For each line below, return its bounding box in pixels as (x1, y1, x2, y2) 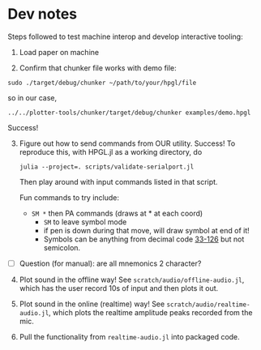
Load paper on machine (19, 47, 99, 57)
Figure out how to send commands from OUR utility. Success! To (19, 139, 236, 148)
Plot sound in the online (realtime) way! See (19, 299, 165, 309)
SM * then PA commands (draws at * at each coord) (31, 208, 203, 218)
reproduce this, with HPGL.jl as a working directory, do (19, 147, 203, 156)
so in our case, (7, 92, 58, 102)
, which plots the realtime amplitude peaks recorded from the (49, 308, 253, 317)
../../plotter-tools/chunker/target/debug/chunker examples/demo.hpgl (7, 109, 251, 117)
